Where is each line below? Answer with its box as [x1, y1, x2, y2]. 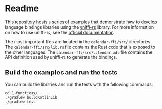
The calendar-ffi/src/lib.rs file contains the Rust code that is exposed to [5, 44, 155, 50]
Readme [5, 3, 39, 14]
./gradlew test [5, 99, 36, 104]
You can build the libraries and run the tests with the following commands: [5, 81, 153, 87]
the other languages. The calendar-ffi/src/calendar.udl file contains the [5, 49, 153, 55]
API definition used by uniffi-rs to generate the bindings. [5, 54, 117, 60]
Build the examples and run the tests [5, 69, 118, 77]
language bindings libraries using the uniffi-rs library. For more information [5, 24, 154, 30]
